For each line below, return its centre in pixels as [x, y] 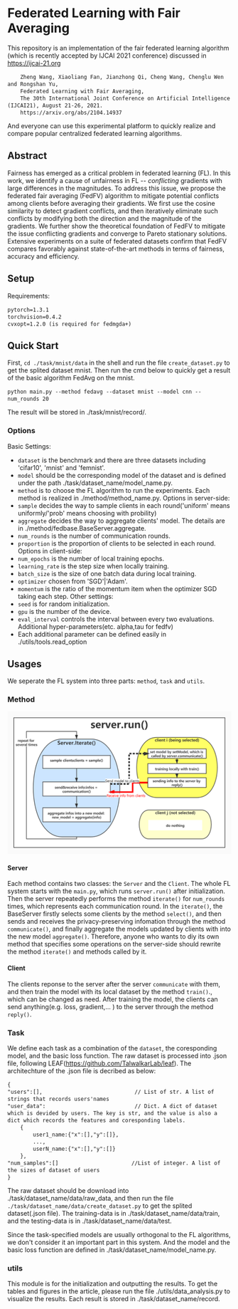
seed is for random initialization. [64, 604]
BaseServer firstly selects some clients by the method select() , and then [114, 914]
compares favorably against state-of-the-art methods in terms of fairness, [116, 249]
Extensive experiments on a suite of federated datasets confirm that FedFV [117, 241]
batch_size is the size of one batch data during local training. [107, 573]
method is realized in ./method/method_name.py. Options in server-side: [124, 498]
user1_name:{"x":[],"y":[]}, [76, 1135]
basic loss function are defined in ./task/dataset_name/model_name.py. [112, 1250]
